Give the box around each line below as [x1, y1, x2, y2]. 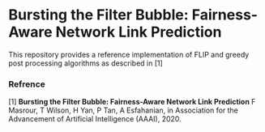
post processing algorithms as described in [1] [8, 58, 164, 68]
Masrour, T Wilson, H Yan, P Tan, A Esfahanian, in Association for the [8, 105, 239, 115]
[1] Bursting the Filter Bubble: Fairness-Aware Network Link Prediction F [8, 97, 256, 107]
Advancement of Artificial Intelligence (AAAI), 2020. [8, 114, 182, 124]
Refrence [8, 79, 46, 90]
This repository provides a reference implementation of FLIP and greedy [8, 49, 250, 59]
